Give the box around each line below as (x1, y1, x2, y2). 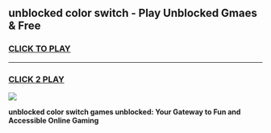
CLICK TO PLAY (8, 44, 71, 55)
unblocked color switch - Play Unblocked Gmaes (8, 6, 258, 20)
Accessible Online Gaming (8, 115, 99, 125)
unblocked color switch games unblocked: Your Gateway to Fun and (8, 106, 241, 116)
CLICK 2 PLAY (8, 73, 65, 85)
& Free (8, 19, 42, 33)
